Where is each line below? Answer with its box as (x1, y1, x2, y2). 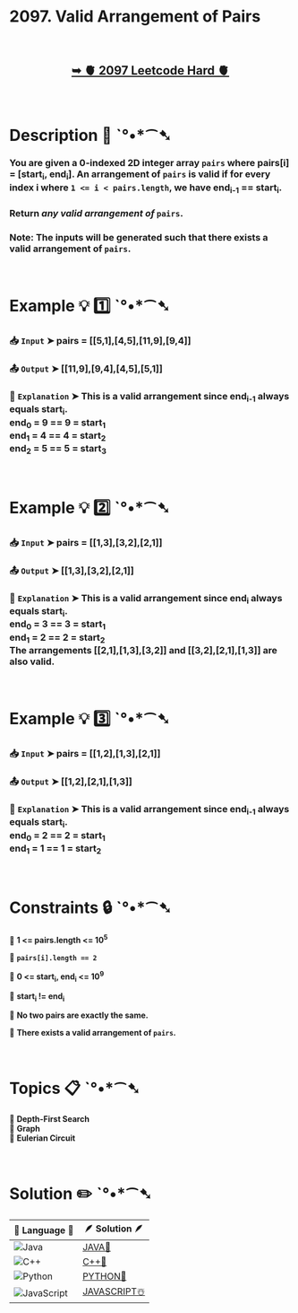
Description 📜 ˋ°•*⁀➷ (9, 125, 172, 145)
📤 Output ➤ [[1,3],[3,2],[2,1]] (9, 564, 134, 576)
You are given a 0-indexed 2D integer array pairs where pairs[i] (9, 157, 290, 170)
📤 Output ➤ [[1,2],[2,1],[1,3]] (9, 775, 132, 788)
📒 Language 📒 (13, 1223, 74, 1236)
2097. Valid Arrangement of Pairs (9, 6, 261, 27)
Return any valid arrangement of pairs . (9, 206, 183, 219)
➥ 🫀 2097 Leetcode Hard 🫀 (71, 63, 230, 78)
